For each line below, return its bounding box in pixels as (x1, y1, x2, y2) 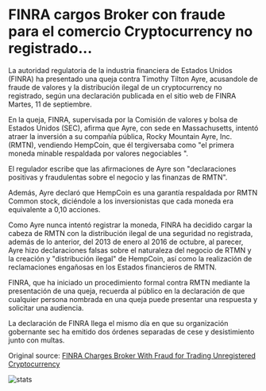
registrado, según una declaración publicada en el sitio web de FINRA (8, 91, 237, 100)
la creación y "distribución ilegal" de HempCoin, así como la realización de (8, 254, 253, 263)
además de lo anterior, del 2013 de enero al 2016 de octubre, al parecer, (8, 237, 244, 246)
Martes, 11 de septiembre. (8, 99, 93, 109)
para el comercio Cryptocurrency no (8, 22, 253, 41)
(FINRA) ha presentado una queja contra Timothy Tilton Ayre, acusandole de (8, 74, 258, 83)
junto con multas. (8, 335, 65, 345)
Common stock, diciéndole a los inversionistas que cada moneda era (8, 196, 234, 206)
